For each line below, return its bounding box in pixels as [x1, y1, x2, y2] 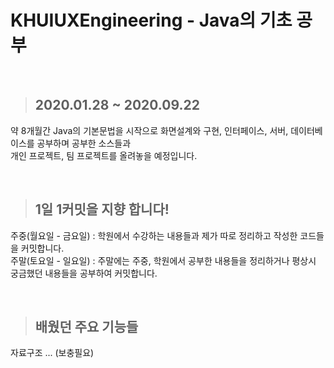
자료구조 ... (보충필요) [10, 347, 95, 359]
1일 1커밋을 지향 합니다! [34, 201, 170, 218]
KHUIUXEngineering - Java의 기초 [10, 9, 293, 32]
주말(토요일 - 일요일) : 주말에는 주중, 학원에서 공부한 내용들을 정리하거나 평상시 [10, 254, 317, 266]
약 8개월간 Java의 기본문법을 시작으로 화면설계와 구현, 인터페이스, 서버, [10, 124, 289, 136]
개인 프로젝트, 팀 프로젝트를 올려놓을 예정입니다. [10, 149, 198, 161]
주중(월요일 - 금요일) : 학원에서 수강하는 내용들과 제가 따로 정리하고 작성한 [10, 229, 298, 241]
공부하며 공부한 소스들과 [36, 137, 132, 149]
